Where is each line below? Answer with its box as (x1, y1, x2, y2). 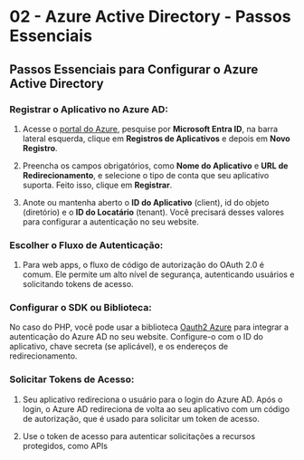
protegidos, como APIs (22, 440, 109, 451)
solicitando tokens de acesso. (22, 279, 134, 290)
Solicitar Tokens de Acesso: (9, 373, 135, 386)
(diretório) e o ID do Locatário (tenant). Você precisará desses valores (22, 206, 285, 217)
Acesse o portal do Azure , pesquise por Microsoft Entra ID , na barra (22, 123, 279, 134)
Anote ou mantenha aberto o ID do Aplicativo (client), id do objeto (22, 196, 270, 207)
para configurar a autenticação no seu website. (22, 216, 199, 227)
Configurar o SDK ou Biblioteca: (9, 302, 152, 314)
